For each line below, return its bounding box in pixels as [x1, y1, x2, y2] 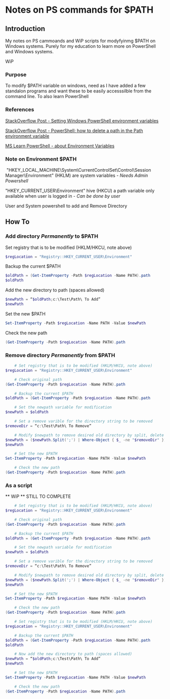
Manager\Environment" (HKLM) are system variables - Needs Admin [5, 172, 148, 178]
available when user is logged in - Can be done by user [5, 193, 120, 199]
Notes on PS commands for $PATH [5, 4, 154, 16]
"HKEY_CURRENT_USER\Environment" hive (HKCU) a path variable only [5, 187, 155, 194]
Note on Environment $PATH [5, 155, 77, 163]
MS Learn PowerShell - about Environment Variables [5, 143, 115, 149]
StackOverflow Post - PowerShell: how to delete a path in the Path [5, 128, 143, 134]
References [5, 106, 34, 113]
